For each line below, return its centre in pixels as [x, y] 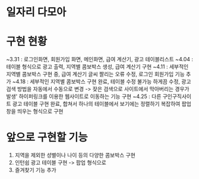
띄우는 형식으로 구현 [40, 111]
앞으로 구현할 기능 [47, 138]
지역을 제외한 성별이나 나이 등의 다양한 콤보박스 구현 [75, 155]
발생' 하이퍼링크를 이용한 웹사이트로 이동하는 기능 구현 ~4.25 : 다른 [84, 96]
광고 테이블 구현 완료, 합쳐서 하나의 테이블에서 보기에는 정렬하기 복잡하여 [96, 104]
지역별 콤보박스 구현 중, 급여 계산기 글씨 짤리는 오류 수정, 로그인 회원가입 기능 [96, 74]
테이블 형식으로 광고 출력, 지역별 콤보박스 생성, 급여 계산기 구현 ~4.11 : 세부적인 [97, 67]
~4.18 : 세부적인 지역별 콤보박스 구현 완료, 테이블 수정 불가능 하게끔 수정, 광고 [102, 81]
